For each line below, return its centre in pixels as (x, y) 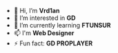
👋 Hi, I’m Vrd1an (37, 11)
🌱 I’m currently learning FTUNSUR (62, 25)
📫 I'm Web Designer (44, 33)
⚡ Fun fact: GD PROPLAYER (53, 43)
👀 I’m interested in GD (45, 18)
